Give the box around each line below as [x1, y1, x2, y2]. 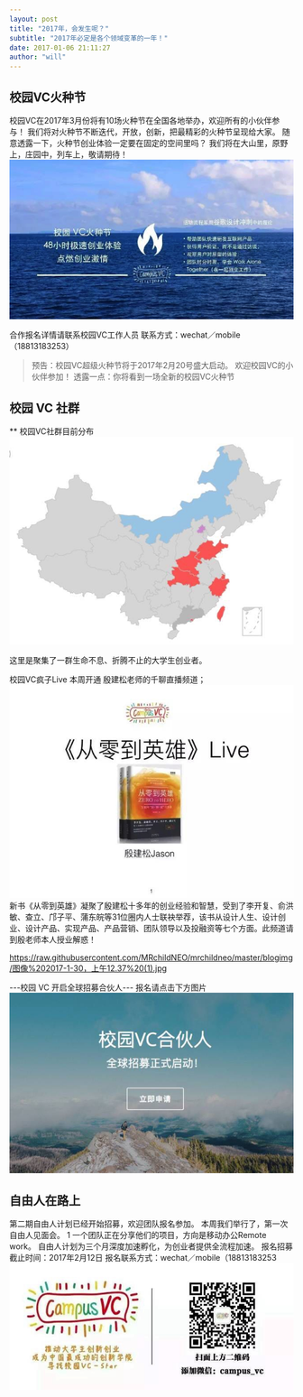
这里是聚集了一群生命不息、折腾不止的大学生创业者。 [9, 654, 207, 665]
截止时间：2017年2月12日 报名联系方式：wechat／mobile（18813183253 [9, 1253, 277, 1263]
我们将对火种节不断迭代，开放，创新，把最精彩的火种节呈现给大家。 [26, 126, 280, 137]
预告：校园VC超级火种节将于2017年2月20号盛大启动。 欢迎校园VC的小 [31, 360, 294, 371]
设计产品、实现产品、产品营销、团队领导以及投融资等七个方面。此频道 [24, 922, 286, 933]
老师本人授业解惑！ [24, 934, 96, 945]
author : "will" [9, 52, 67, 62]
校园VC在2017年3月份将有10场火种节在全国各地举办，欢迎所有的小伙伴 [9, 115, 272, 125]
